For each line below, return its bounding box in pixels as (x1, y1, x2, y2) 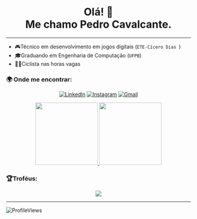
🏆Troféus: (6, 174, 38, 183)
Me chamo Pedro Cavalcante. (25, 18, 172, 31)
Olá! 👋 (84, 5, 113, 19)
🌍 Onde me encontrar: (6, 75, 72, 83)
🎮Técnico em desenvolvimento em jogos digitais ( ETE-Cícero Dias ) (14, 43, 181, 50)
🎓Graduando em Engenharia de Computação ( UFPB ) (14, 52, 142, 59)
